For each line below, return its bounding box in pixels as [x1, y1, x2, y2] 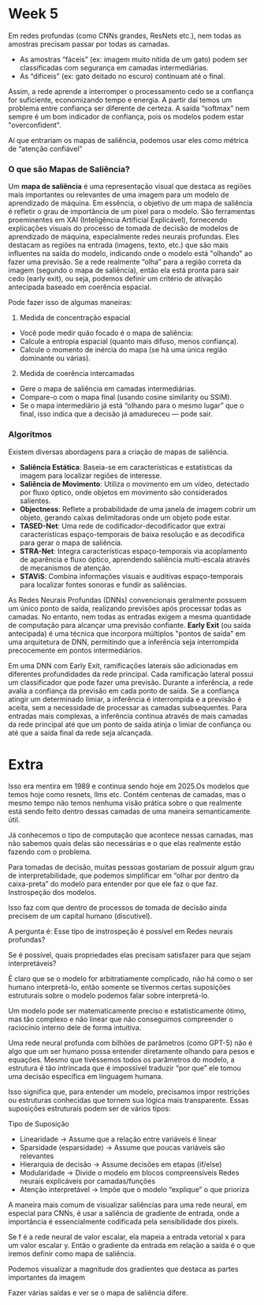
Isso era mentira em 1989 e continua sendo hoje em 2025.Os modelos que [8, 781, 250, 791]
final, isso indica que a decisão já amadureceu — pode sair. [19, 409, 213, 419]
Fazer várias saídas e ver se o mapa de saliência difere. [8, 1288, 188, 1298]
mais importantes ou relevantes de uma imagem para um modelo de [8, 190, 230, 200]
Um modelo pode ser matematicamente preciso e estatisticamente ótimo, [8, 1006, 247, 1016]
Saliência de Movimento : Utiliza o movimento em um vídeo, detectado [19, 479, 250, 488]
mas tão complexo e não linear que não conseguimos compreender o [8, 1014, 234, 1024]
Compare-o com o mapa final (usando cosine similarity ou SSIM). [19, 393, 232, 402]
